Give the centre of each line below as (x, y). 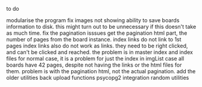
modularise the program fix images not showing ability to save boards (93, 20)
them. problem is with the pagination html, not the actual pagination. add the (101, 71)
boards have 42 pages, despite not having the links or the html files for (94, 65)
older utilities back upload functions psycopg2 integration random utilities (98, 78)
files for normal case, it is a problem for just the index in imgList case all (95, 58)
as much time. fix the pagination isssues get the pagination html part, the (97, 33)
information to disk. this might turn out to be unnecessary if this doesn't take (101, 27)
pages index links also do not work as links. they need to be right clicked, (97, 46)
